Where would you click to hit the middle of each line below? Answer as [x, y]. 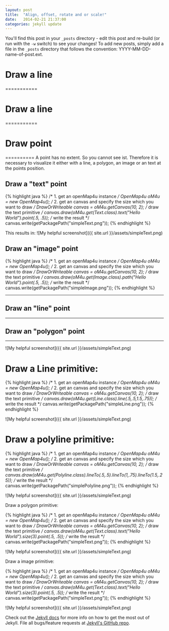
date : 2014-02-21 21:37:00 [36, 19]
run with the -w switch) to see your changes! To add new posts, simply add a [84, 44]
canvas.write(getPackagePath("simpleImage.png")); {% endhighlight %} [80, 288]
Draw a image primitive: [30, 561]
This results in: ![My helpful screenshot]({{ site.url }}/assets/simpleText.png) [84, 233]
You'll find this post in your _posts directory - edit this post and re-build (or [82, 38]
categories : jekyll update [33, 24]
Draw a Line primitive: [52, 369]
